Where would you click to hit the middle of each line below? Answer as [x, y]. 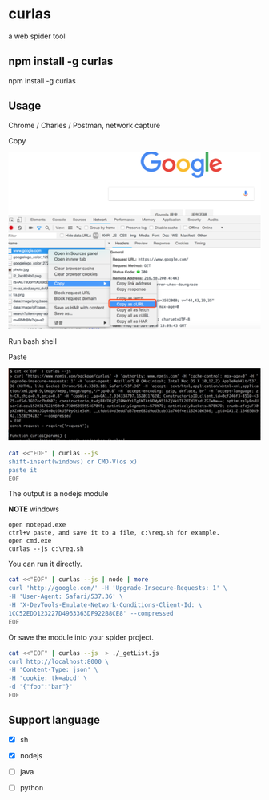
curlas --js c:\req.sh [46, 549]
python [32, 787]
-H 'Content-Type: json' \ [53, 670]
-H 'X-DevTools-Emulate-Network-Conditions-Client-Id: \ [105, 605]
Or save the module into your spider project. [81, 637]
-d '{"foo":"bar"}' [41, 687]
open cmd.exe [30, 541]
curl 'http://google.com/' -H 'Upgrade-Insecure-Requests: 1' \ [118, 588]
